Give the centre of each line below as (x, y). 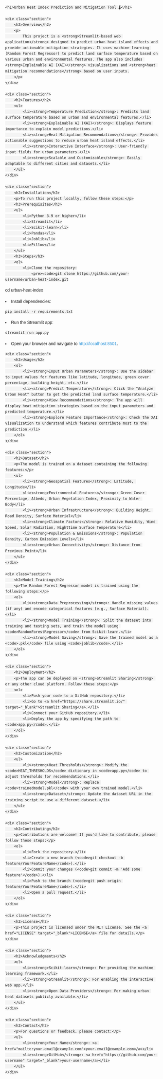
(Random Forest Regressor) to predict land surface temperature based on (81, 54)
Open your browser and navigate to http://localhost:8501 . (64, 343)
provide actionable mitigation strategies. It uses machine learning (77, 48)
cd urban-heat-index (24, 290)
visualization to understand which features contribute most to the (76, 423)
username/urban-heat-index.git (37, 280)
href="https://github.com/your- (125, 1055)
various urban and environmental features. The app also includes (74, 59)
